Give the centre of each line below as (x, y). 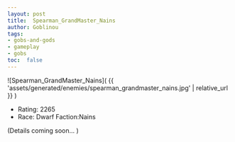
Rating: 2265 (36, 109)
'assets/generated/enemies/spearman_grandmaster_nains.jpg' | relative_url (118, 88)
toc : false (25, 60)
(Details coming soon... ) (43, 130)
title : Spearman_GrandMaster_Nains (61, 21)
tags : (15, 34)
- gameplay (23, 47)
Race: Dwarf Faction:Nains (56, 116)
